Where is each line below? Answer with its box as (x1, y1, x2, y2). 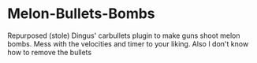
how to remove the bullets (7, 47, 92, 57)
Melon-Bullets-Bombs (7, 5, 155, 23)
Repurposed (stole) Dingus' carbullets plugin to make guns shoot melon (7, 31, 241, 40)
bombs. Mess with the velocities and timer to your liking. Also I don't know (7, 39, 249, 48)
